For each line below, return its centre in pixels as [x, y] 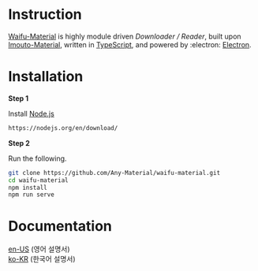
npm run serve [32, 195]
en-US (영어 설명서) [39, 249]
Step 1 [19, 98]
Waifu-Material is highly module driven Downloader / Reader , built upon [125, 36]
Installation [46, 77]
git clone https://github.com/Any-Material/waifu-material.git [114, 173]
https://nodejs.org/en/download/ [63, 128]
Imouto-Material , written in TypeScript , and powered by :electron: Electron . [130, 44]
